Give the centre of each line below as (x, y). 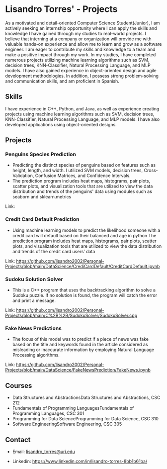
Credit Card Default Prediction (42, 219)
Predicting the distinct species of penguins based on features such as (84, 165)
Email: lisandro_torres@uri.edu (44, 452)
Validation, (23, 176)
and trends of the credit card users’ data (54, 251)
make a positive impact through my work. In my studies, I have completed (81, 54)
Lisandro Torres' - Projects (61, 9)
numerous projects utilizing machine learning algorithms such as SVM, (77, 60)
